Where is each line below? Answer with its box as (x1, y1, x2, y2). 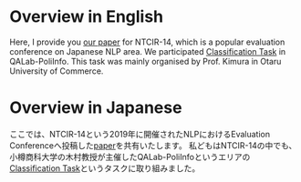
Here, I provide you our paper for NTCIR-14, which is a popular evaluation (9, 36, 285, 47)
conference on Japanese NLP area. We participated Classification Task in (9, 45, 286, 56)
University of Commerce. (9, 66, 104, 76)
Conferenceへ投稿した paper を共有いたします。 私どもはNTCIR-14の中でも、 (9, 139, 297, 151)
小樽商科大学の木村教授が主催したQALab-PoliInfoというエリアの (9, 151, 251, 162)
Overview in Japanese (9, 97, 182, 118)
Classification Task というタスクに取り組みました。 (9, 162, 201, 174)
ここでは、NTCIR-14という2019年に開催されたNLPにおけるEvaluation (9, 128, 271, 139)
